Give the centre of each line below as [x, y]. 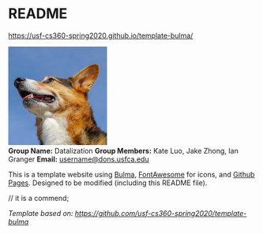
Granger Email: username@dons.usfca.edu [79, 159]
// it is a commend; [39, 198]
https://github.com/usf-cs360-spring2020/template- [161, 213]
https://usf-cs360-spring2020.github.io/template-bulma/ [101, 35]
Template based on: [41, 213]
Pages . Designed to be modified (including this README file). [108, 183]
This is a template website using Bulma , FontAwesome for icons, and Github [131, 174]
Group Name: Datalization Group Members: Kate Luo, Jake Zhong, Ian [123, 150]
